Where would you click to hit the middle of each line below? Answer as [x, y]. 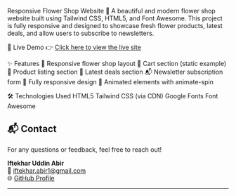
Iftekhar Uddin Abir [36, 163]
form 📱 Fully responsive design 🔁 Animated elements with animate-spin [111, 82]
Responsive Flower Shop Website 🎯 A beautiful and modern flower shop [111, 11]
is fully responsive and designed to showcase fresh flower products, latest [115, 26]
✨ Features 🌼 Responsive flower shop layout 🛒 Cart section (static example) [117, 64]
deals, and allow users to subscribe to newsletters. [81, 33]
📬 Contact [32, 129]
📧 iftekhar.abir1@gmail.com [47, 170]
